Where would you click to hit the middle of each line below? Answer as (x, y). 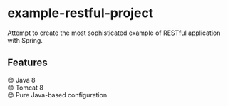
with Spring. (25, 40)
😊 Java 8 (21, 80)
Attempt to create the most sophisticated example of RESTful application (114, 33)
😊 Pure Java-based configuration (57, 95)
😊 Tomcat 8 (26, 88)
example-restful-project (81, 13)
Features (27, 63)
